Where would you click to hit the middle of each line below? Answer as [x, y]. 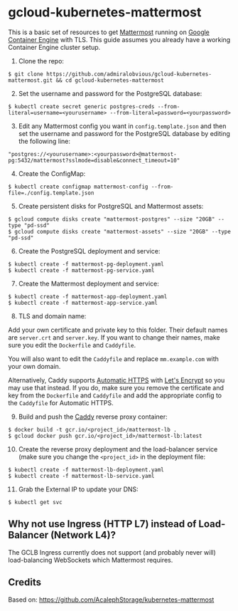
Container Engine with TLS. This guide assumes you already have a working [119, 39]
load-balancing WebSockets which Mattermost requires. [91, 560]
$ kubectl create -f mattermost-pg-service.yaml [81, 270]
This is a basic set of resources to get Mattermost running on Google [109, 32]
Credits [25, 582]
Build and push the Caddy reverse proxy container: [93, 417]
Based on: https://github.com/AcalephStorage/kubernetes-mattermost [111, 600]
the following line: [44, 141]
